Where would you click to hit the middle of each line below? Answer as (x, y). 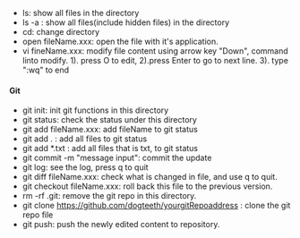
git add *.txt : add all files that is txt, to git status (110, 149)
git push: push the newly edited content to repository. (121, 225)
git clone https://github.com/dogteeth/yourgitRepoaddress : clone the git (156, 206)
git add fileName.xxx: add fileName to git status (110, 130)
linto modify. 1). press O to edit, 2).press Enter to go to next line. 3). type (155, 60)
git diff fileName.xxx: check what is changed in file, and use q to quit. (150, 177)
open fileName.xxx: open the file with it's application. (120, 41)
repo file (38, 215)
